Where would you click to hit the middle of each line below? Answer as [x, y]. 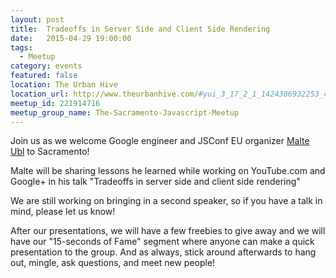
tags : [21, 47]
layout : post [37, 19]
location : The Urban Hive [64, 85]
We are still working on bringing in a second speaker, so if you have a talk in [166, 201]
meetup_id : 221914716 [55, 103]
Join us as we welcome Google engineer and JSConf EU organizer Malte [160, 141]
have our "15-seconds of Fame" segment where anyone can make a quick [162, 242]
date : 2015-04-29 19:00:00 [71, 38]
